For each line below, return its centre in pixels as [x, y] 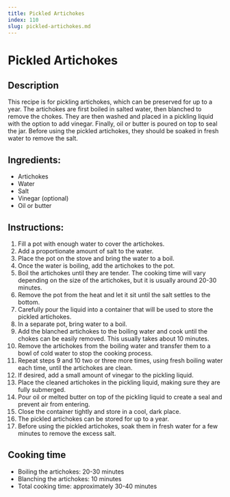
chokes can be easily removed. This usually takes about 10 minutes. [113, 338]
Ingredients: [34, 160]
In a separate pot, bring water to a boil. [72, 324]
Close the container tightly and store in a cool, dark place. [99, 412]
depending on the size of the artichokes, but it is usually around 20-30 [117, 280]
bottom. [29, 302]
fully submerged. [41, 390]
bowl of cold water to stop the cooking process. [85, 353]
